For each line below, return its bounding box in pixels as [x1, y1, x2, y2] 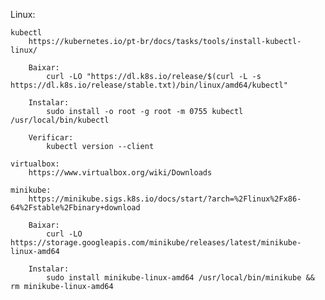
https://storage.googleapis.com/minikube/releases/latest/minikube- [10, 238, 302, 248]
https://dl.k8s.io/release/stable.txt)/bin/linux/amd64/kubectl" [10, 80, 288, 90]
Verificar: [28, 133, 74, 143]
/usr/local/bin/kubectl [10, 115, 110, 125]
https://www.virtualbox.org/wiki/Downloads [28, 168, 213, 178]
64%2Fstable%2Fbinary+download [10, 203, 141, 213]
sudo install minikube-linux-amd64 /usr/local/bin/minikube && [46, 273, 315, 283]
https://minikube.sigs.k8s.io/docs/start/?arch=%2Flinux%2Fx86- [28, 194, 302, 204]
